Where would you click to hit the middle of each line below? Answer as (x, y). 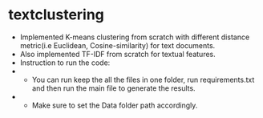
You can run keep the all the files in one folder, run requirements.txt (143, 79)
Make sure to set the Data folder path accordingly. (115, 105)
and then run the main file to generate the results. (113, 88)
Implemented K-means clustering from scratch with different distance (135, 37)
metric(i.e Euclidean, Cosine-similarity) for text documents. (117, 45)
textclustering (56, 15)
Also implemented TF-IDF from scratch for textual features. (118, 54)
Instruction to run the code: (65, 63)
